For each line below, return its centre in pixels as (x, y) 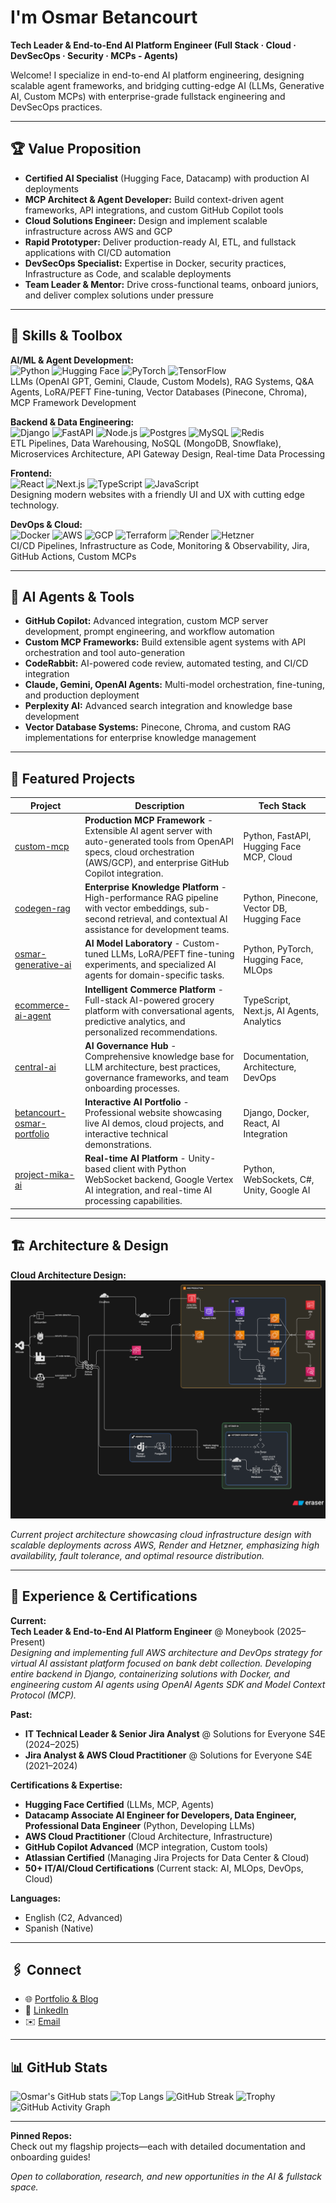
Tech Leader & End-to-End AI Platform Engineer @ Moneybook (142, 1631)
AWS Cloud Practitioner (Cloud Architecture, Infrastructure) (148, 1836)
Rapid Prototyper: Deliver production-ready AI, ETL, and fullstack (160, 242)
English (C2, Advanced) (73, 1917)
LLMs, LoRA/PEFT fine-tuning (172, 954)
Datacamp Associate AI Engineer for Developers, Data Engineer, (160, 1815)
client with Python (149, 1169)
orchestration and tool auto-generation (104, 653)
